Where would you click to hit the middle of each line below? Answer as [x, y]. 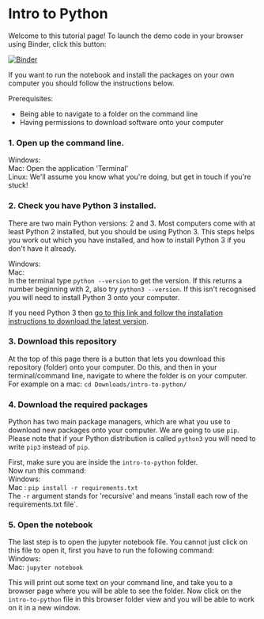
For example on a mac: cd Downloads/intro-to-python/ [98, 384]
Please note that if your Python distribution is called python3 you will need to [132, 439]
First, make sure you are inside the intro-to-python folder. [103, 462]
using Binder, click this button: [57, 44]
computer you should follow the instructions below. [92, 83]
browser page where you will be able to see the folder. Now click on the [125, 591]
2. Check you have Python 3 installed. [82, 206]
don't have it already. [42, 248]
